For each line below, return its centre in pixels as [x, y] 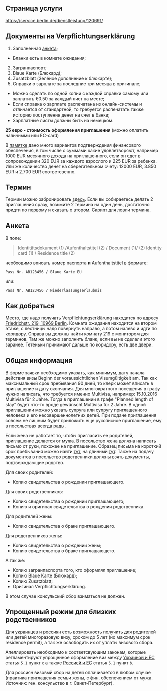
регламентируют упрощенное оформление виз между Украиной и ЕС [80, 657]
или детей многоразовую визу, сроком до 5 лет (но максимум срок [78, 637]
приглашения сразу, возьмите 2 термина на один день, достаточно [77, 205]
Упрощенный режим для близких [61, 612]
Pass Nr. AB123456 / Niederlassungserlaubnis [53, 291]
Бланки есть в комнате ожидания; [49, 58]
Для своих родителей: [29, 472]
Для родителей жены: [29, 516]
